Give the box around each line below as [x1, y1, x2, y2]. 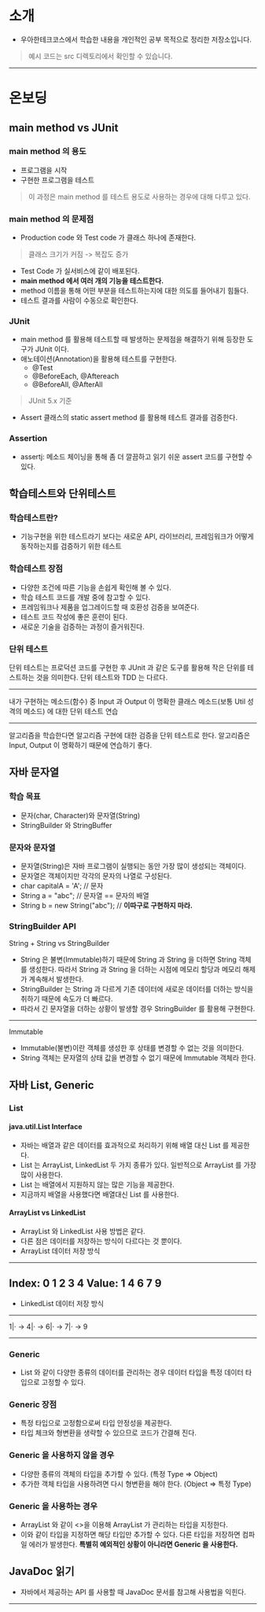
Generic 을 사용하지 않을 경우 [9, 1450, 115, 1461]
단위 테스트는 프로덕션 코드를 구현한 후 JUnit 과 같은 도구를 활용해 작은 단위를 [9, 662, 246, 672]
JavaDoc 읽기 [9, 1565, 75, 1578]
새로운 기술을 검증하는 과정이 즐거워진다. [20, 622, 145, 631]
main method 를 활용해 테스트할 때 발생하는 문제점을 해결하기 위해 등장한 [20, 335, 246, 344]
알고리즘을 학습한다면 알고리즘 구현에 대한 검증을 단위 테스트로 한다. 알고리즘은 [9, 731, 251, 740]
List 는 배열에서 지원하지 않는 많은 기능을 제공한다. [20, 1180, 175, 1189]
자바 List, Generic [9, 1078, 94, 1091]
